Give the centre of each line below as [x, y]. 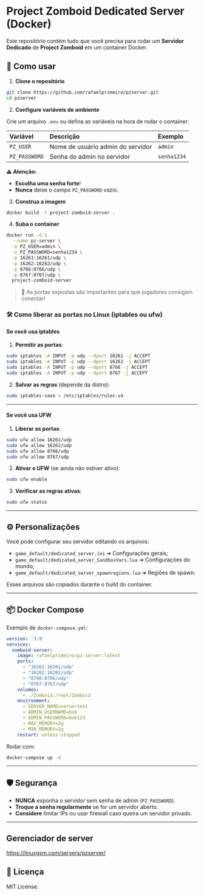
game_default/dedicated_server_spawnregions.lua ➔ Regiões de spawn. [105, 573]
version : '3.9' [25, 639]
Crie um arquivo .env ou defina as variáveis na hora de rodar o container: [98, 121]
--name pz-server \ [36, 241]
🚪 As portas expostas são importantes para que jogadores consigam [107, 292]
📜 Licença [25, 872]
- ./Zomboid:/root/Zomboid [56, 695]
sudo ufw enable [27, 479]
